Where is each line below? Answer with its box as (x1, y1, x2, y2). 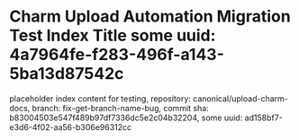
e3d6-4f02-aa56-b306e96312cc (9, 121, 132, 132)
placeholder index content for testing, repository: (9, 92, 192, 104)
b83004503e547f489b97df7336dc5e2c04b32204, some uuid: (9, 112, 243, 123)
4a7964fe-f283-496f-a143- (9, 45, 225, 65)
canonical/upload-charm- (192, 92, 288, 104)
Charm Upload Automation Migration (9, 6, 291, 27)
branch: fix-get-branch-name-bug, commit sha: (32, 102, 209, 113)
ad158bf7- (244, 112, 284, 123)
